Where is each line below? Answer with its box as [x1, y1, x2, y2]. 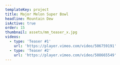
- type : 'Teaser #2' [9, 48, 51, 53]
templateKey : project [5, 7, 49, 12]
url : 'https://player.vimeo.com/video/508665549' [14, 52, 117, 58]
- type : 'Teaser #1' [9, 39, 51, 44]
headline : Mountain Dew [5, 16, 54, 21]
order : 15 [5, 25, 25, 30]
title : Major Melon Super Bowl [5, 12, 69, 17]
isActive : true [5, 21, 36, 26]
